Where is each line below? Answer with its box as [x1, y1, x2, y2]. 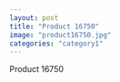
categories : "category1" [9, 38, 104, 48]
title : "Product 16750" [9, 22, 100, 31]
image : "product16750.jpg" [9, 30, 112, 39]
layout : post [9, 13, 59, 23]
